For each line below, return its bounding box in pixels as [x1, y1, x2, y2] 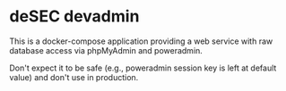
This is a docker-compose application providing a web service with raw [9, 36, 273, 46]
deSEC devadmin [9, 6, 140, 27]
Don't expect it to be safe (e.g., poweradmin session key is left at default [9, 62, 277, 73]
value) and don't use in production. [9, 71, 139, 82]
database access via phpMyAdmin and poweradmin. [9, 45, 204, 55]
